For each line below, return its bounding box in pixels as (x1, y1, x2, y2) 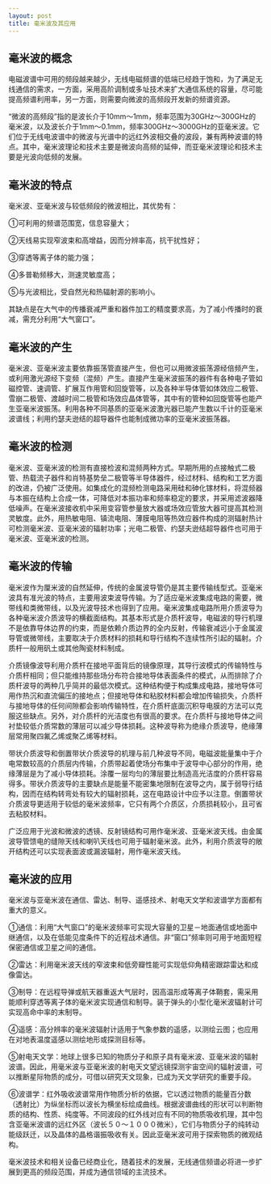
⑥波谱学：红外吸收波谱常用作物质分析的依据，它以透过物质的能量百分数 (8, 1089, 252, 1099)
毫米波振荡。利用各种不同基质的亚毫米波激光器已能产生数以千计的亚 (22, 404, 248, 413)
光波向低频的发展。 (22, 152, 86, 162)
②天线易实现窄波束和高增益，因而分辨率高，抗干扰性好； (8, 235, 202, 245)
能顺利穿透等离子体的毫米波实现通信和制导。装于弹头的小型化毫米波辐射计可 (8, 997, 263, 1007)
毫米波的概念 (8, 51, 73, 65)
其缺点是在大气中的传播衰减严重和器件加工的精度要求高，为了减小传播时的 (8, 304, 256, 314)
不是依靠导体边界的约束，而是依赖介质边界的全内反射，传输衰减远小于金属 (8, 623, 256, 632)
